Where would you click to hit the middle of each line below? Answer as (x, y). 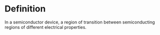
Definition (25, 9)
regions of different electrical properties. (46, 27)
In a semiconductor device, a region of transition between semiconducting (80, 22)
